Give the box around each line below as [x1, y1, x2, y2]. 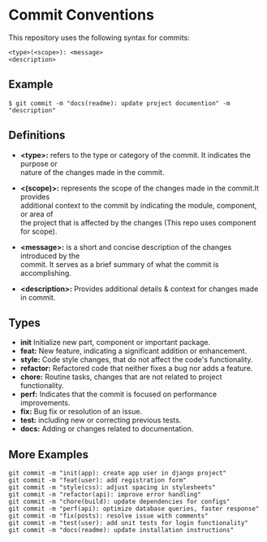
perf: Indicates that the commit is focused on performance [19, 389, 217, 400]
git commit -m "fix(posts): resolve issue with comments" [8, 512, 209, 520]
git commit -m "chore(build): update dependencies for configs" [8, 498, 230, 506]
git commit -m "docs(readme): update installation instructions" [8, 527, 234, 535]
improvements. [19, 398, 71, 408]
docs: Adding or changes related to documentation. [19, 424, 194, 434]
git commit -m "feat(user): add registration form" [8, 476, 187, 485]
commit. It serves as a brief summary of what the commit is [19, 259, 219, 269]
